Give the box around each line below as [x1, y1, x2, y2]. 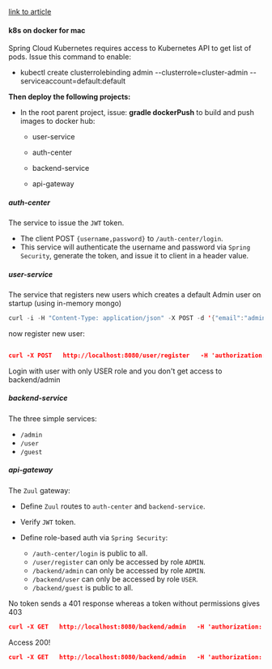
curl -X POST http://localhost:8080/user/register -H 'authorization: [8, 352, 266, 360]
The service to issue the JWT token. [8, 218, 125, 228]
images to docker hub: [19, 117, 96, 126]
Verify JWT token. [19, 517, 76, 526]
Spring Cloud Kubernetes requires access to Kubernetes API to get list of [8, 44, 252, 53]
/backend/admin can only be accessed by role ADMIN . [32, 565, 206, 575]
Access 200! [8, 637, 51, 647]
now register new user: [8, 329, 85, 339]
